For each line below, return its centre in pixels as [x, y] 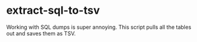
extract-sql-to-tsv [53, 10]
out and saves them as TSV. [41, 33]
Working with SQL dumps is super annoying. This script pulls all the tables [99, 27]
